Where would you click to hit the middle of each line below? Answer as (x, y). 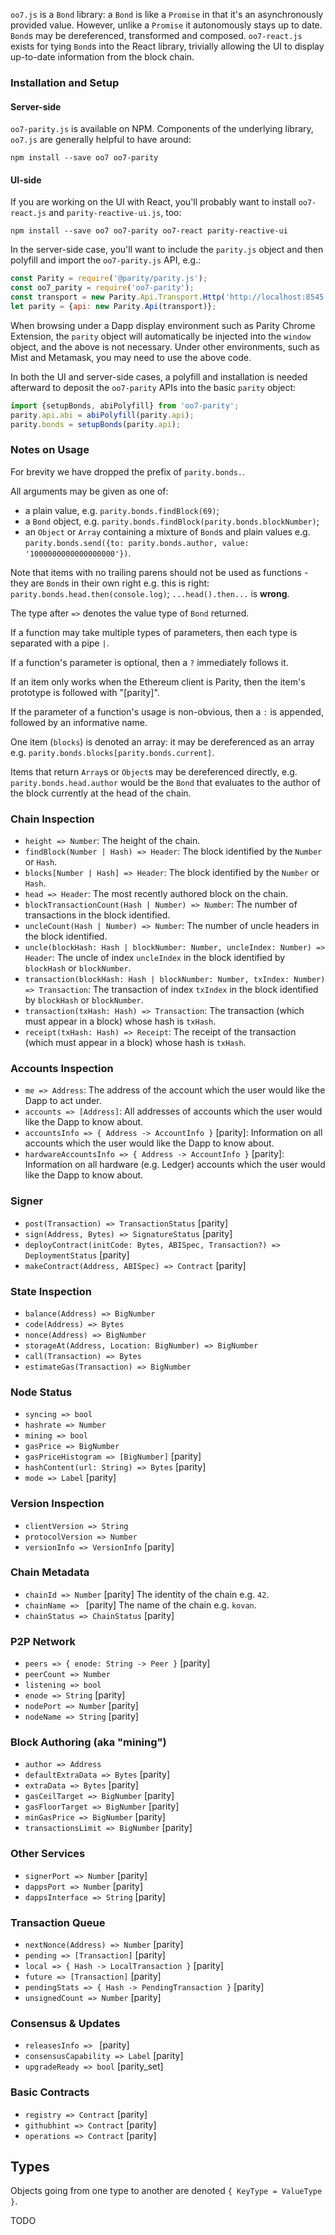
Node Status (41, 1392)
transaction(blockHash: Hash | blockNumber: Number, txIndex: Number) (175, 980)
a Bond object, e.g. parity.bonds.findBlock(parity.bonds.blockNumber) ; (172, 521)
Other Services (48, 1854)
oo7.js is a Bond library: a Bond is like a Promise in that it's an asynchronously (167, 14)
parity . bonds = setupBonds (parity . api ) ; (96, 424)
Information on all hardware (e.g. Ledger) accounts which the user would (175, 1165)
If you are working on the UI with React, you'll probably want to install (153, 202)
